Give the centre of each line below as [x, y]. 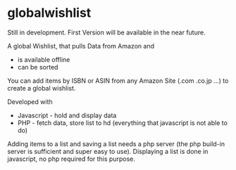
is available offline [44, 59]
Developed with [30, 102]
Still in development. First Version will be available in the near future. [106, 32]
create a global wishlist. [42, 88]
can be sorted [38, 67]
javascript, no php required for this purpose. [71, 159]
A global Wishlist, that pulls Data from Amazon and [81, 46]
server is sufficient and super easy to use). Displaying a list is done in [108, 151]
